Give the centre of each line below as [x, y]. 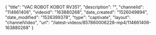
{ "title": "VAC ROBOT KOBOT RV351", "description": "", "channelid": [75, 7]
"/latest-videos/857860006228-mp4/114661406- [101, 22]
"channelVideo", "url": [28, 22]
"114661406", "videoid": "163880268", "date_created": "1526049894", [77, 12]
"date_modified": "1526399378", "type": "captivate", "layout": [68, 17]
